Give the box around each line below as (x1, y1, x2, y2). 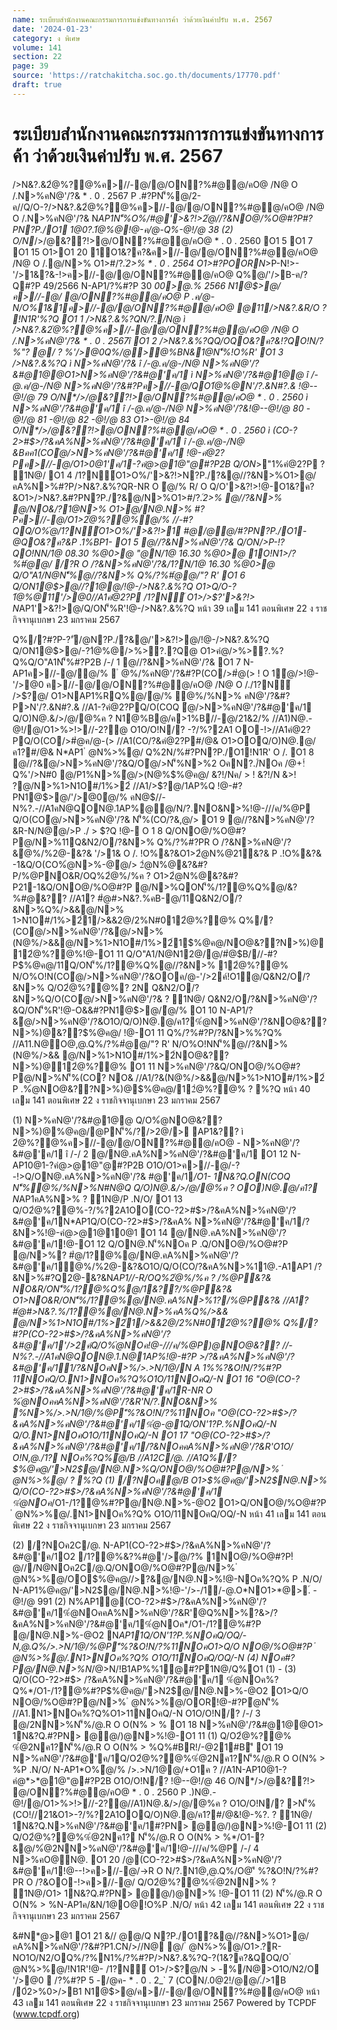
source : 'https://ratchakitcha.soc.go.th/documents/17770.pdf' (12, 71, 282, 81)
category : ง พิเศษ (12, 33, 81, 43)
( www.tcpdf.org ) (12, 2007, 80, 2020)
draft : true (12, 80, 62, 90)
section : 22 (12, 52, 62, 62)
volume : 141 (12, 42, 62, 53)
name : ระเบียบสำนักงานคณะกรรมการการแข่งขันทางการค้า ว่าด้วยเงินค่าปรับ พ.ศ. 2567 (12, 14, 273, 25)
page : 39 (12, 61, 49, 71)
